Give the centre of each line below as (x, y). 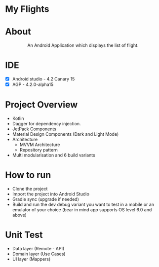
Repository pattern (39, 150)
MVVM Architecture (40, 145)
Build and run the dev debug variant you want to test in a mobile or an (83, 205)
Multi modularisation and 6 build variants (54, 155)
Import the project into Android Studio (51, 194)
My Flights (27, 9)
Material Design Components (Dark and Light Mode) (65, 134)
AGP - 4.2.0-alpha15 (33, 84)
